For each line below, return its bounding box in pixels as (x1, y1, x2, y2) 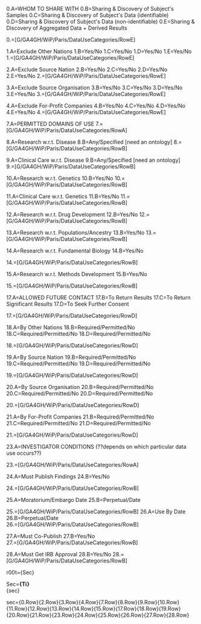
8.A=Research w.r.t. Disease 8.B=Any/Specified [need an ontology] (6, 138, 173, 146)
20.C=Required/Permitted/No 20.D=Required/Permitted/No (6, 390, 153, 397)
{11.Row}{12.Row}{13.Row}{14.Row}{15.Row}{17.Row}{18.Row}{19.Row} (6, 605, 181, 612)
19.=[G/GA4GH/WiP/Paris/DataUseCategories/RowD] (6, 372, 138, 379)
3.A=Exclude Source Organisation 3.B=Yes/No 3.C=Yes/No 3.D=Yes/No (6, 84, 183, 91)
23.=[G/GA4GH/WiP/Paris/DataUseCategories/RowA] (6, 462, 139, 468)
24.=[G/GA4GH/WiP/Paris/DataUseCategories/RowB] (6, 484, 139, 492)
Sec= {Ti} (6, 581, 30, 588)
